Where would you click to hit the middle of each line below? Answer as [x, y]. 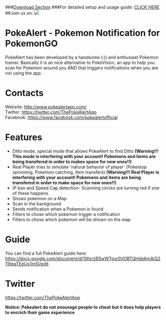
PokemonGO [32, 44]
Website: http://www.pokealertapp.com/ [46, 107]
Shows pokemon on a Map [39, 198]
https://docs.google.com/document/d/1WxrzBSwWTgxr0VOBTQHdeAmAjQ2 [83, 258]
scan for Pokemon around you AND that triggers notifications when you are [82, 68]
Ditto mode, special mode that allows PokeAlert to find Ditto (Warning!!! [85, 151]
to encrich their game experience [40, 312]
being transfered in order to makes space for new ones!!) [72, 161]
